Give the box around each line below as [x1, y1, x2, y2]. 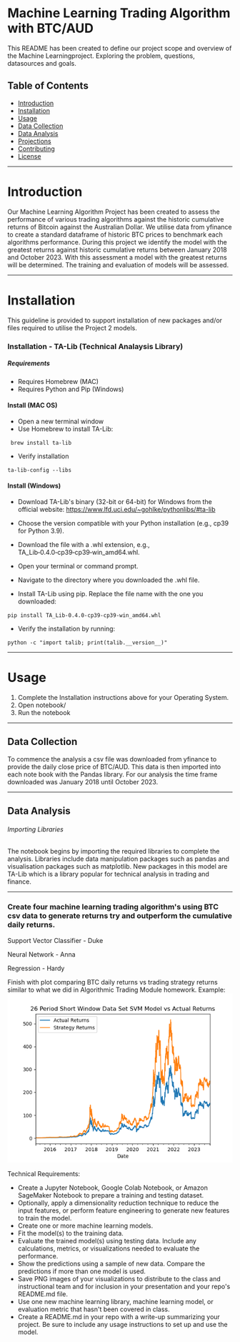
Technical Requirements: [7, 1169, 81, 1178]
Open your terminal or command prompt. [17, 561, 139, 570]
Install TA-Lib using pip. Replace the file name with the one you [17, 589, 204, 598]
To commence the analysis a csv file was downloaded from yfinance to [7, 754, 217, 763]
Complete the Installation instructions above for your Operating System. [17, 693, 229, 701]
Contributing [17, 144, 55, 153]
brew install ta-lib [10, 439, 72, 446]
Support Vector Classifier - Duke [7, 936, 104, 944]
